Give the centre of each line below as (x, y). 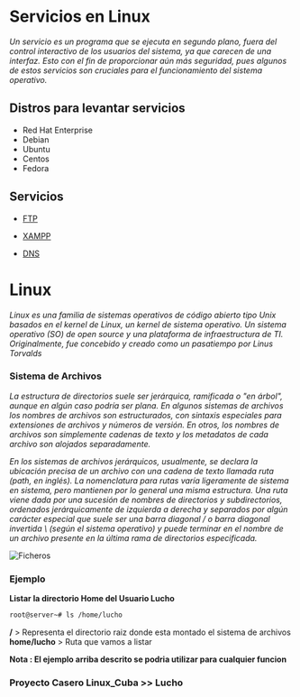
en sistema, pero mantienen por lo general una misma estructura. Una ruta (149, 490)
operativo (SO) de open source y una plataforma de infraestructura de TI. (146, 334)
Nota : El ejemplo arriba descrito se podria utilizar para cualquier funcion (148, 659)
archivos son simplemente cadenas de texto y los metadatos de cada (139, 434)
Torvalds (26, 353)
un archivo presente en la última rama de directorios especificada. (133, 537)
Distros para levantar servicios (98, 109)
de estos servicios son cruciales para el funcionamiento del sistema (136, 70)
